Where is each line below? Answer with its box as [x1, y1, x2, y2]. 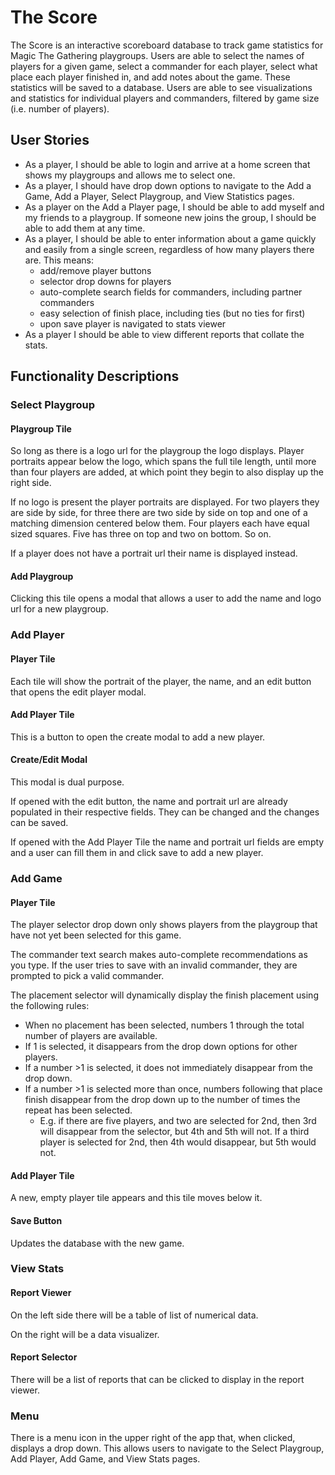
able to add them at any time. [24, 222, 146, 234]
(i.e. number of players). [10, 102, 110, 115]
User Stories [10, 132, 90, 149]
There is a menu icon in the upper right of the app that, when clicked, [10, 1432, 296, 1444]
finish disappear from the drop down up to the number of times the [24, 1094, 301, 1106]
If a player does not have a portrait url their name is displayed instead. [10, 547, 298, 560]
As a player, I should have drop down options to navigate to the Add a [24, 179, 312, 191]
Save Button [10, 1214, 63, 1226]
